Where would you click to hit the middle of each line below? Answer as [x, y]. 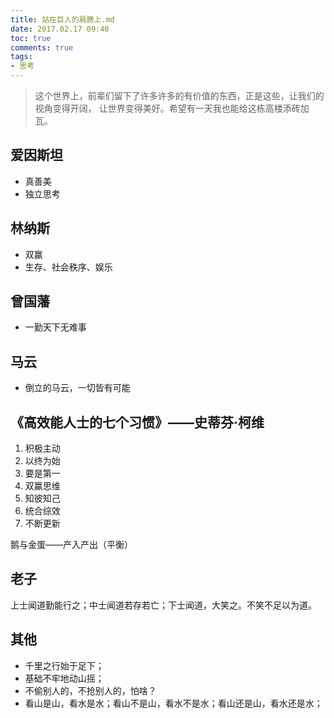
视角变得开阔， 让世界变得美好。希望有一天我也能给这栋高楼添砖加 [172, 108]
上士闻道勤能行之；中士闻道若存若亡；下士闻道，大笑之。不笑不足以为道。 [163, 605]
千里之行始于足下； [64, 665]
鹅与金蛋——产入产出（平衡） [71, 545]
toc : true [31, 38]
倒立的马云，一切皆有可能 [77, 388]
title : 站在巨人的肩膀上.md [62, 19]
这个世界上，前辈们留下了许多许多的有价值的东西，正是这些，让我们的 [179, 95]
